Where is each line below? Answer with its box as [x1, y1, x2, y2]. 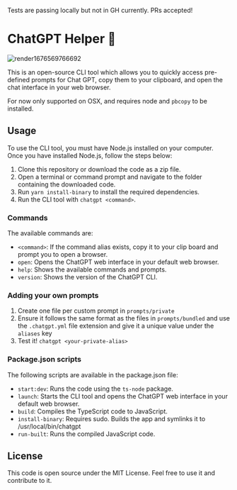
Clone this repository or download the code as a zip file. [17, 165, 181, 173]
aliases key [17, 329, 52, 338]
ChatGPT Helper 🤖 [7, 31, 117, 47]
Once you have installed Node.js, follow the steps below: [7, 151, 173, 160]
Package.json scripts [7, 355, 82, 364]
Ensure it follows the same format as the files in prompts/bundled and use [17, 314, 230, 323]
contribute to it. [7, 477, 52, 485]
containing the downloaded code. [17, 180, 116, 189]
